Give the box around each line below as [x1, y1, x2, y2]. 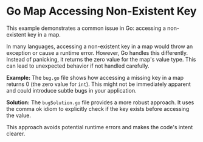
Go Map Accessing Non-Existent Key [6, 4, 197, 18]
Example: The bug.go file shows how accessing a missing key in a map [6, 74, 184, 81]
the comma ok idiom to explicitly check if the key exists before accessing [6, 105, 190, 112]
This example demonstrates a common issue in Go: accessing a [6, 24, 166, 32]
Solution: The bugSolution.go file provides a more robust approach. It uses [6, 99, 194, 106]
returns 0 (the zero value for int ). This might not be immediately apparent [6, 80, 191, 88]
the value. [6, 112, 32, 119]
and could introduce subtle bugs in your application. [6, 87, 137, 94]
